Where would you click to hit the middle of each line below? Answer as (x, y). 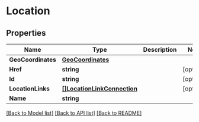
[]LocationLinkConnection (100, 89)
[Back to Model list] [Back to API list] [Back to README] (74, 113)
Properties (26, 33)
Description (160, 50)
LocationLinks (30, 89)
